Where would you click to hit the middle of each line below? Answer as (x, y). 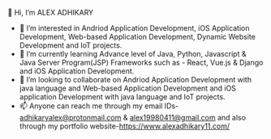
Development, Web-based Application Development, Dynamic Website (138, 37)
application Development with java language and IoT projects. (122, 97)
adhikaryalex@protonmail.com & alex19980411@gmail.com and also (133, 118)
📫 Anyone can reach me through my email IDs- (99, 106)
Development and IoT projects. (71, 45)
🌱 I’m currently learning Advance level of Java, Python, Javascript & (133, 54)
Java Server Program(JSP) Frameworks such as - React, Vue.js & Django (141, 62)
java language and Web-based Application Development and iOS (128, 88)
